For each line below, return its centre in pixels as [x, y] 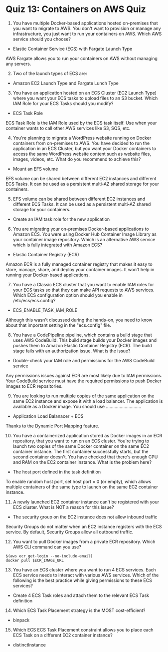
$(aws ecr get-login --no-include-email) [49, 556]
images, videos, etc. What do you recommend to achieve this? [77, 159]
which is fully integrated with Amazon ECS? [58, 245]
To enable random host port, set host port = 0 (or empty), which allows [79, 481]
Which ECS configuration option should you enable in [68, 295]
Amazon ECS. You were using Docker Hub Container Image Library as [84, 234]
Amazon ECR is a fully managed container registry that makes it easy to [79, 264]
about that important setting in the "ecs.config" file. [59, 325]
